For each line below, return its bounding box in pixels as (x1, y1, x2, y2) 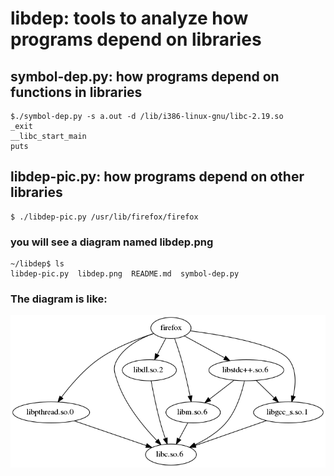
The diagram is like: (10, 292, 108, 306)
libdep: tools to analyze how (10, 7, 249, 30)
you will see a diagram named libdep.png (10, 235, 214, 249)
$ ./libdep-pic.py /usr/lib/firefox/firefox (10, 212, 199, 222)
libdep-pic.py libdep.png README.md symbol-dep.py (10, 269, 240, 279)
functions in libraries (10, 83, 143, 101)
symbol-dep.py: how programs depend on (10, 68, 280, 85)
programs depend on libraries (10, 28, 262, 51)
